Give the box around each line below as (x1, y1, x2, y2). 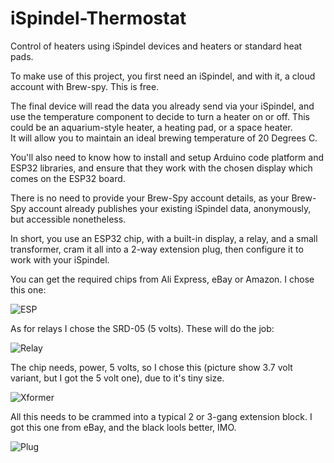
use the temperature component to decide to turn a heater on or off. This (10, 110, 310, 122)
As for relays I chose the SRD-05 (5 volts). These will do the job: (10, 322, 275, 334)
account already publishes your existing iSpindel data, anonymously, (28, 202, 312, 214)
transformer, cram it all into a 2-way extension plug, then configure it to (10, 243, 304, 255)
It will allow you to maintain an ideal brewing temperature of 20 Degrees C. (10, 132, 318, 144)
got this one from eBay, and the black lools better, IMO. (10, 421, 237, 433)
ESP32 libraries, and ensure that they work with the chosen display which (10, 162, 313, 174)
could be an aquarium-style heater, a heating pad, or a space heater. (10, 121, 293, 133)
